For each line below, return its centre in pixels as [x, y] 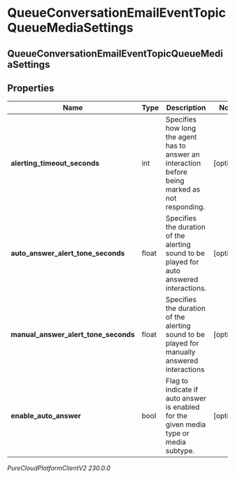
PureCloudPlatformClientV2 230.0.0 [59, 468]
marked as [183, 190]
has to [176, 146]
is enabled [183, 407]
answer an [183, 155]
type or [177, 434]
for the [176, 416]
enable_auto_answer [46, 416]
